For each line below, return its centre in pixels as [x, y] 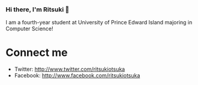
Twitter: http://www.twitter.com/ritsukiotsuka [70, 69]
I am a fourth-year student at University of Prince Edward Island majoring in [99, 23]
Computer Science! [29, 29]
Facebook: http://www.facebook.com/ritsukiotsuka [77, 75]
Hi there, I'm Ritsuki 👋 [37, 10]
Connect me [37, 53]
